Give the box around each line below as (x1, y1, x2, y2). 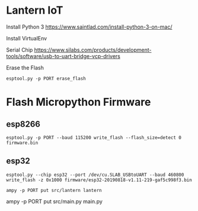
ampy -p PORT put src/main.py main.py (6, 197, 103, 205)
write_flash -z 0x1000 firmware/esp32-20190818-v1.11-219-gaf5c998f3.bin (6, 177, 193, 183)
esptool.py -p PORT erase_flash (6, 75, 86, 81)
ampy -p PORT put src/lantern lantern (6, 187, 102, 193)
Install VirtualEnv (6, 34, 47, 42)
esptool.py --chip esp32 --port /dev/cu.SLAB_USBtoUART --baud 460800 (6, 172, 184, 178)
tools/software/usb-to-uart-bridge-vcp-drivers (6, 52, 120, 59)
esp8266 (6, 119, 40, 129)
